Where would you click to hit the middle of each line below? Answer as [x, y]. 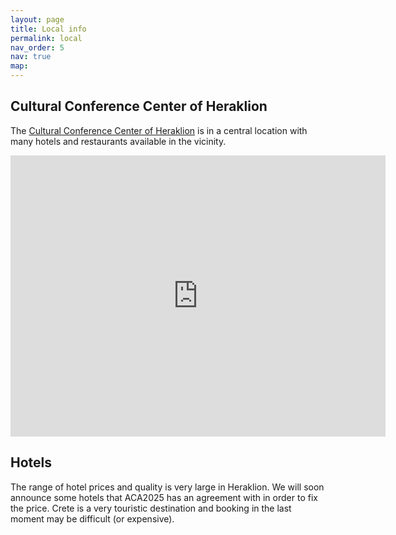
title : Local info [48, 29]
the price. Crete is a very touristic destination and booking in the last [151, 508]
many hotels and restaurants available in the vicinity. [118, 141]
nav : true [31, 57]
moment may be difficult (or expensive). [92, 518]
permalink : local [46, 38]
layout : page [37, 19]
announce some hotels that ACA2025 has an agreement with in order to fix [164, 497]
